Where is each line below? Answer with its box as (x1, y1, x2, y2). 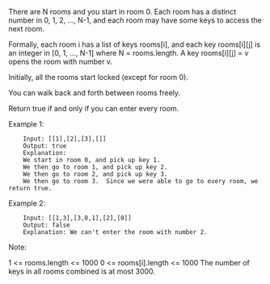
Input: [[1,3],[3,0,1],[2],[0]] (23, 214, 132, 222)
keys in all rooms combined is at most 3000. (8, 266, 156, 276)
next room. (8, 24, 44, 33)
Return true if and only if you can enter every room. (8, 104, 179, 113)
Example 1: (8, 119, 44, 128)
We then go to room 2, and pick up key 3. (23, 170, 168, 178)
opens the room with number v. (8, 56, 113, 66)
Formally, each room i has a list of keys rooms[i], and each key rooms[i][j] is (8, 40, 261, 49)
